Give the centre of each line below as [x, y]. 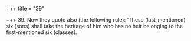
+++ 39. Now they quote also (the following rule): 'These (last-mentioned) [96, 20]
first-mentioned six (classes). [42, 32]
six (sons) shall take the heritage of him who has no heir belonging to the [95, 26]
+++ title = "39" [25, 8]
